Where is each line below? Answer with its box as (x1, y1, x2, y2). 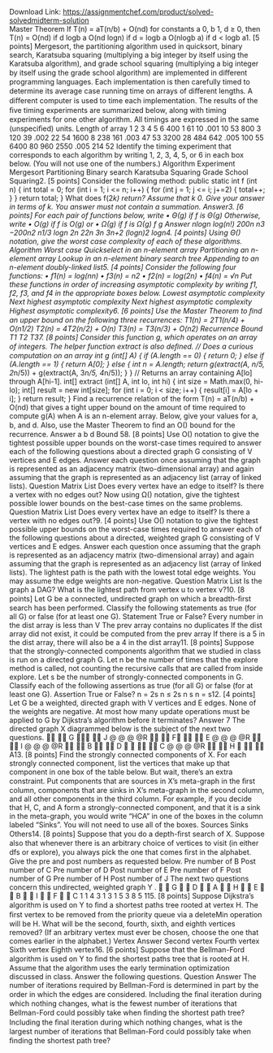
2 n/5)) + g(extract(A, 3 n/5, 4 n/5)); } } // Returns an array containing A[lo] (9, 368, 253, 377)
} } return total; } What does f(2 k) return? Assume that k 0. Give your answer (9, 193, 265, 202)
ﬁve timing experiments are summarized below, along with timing (9, 106, 227, 115)
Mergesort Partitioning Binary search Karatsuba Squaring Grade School (9, 167, 249, 177)
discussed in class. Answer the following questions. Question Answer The (9, 972, 257, 981)
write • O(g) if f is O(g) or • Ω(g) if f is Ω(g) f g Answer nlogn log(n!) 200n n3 (9, 219, 265, 228)
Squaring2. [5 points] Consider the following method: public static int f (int (9, 176, 258, 185)
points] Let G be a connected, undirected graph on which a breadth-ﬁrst (9, 594, 251, 604)
